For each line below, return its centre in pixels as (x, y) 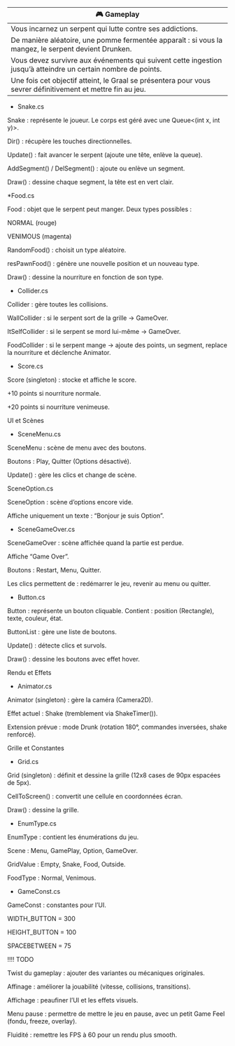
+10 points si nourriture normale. (54, 393)
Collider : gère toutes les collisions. (58, 304)
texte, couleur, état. (35, 618)
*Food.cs (21, 195)
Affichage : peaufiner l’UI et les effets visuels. (73, 1000)
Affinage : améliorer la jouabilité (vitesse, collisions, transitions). (99, 986)
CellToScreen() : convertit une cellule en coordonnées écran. (95, 796)
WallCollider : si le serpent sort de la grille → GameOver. (88, 318)
